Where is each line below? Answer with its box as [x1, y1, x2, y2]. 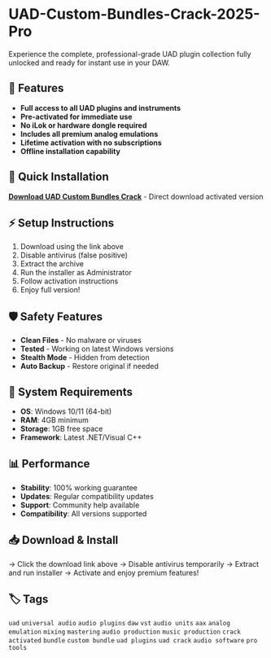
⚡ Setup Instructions [8, 216, 115, 230]
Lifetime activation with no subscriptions [20, 138, 163, 147]
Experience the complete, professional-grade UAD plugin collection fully [8, 49, 251, 59]
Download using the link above [20, 242, 124, 252]
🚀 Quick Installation [8, 170, 109, 184]
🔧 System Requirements [8, 384, 133, 399]
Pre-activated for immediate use [20, 112, 133, 121]
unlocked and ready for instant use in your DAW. [8, 58, 171, 68]
